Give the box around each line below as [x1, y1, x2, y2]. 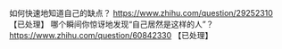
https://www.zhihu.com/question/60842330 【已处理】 [9, 30, 213, 40]
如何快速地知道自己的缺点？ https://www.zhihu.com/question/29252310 [9, 8, 274, 18]
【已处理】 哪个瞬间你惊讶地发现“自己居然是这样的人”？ [9, 19, 214, 29]
